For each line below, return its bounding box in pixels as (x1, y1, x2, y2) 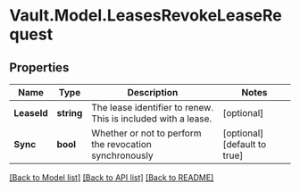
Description (127, 87, 179, 98)
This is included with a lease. (90, 112, 212, 125)
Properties (9, 60, 70, 75)
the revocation (90, 138, 152, 150)
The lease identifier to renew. (90, 102, 214, 113)
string (56, 107, 83, 119)
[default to (222, 138, 267, 150)
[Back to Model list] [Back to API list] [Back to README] (9, 172, 214, 183)
